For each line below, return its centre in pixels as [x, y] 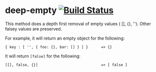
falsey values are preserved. [34, 29]
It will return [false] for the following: [43, 56]
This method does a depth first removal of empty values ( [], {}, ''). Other [78, 24]
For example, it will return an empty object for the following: [65, 38]
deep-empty [31, 10]
